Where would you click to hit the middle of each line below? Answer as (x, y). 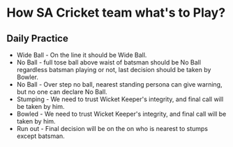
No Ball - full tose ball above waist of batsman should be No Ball (109, 62)
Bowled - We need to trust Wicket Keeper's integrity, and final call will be (121, 114)
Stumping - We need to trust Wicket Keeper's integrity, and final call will (120, 99)
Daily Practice (38, 38)
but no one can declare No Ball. (62, 92)
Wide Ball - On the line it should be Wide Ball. (82, 55)
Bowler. (28, 77)
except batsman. (41, 136)
